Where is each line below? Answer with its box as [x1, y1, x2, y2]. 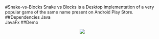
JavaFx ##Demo [5, 19, 38, 25]
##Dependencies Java [5, 14, 51, 20]
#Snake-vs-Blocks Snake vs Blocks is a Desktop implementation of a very [5, 4, 154, 10]
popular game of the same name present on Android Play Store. [5, 9, 134, 15]
